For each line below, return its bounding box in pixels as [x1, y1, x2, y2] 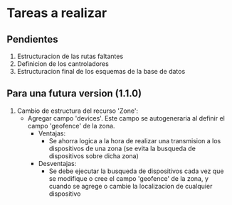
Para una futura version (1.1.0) [6, 87, 142, 100]
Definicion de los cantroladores [16, 60, 110, 68]
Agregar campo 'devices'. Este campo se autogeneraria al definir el [27, 113, 225, 122]
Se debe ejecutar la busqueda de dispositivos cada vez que [48, 167, 224, 175]
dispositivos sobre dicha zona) [48, 151, 139, 160]
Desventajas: [38, 159, 77, 167]
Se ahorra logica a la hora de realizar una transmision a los [48, 136, 221, 145]
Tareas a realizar [6, 5, 107, 21]
